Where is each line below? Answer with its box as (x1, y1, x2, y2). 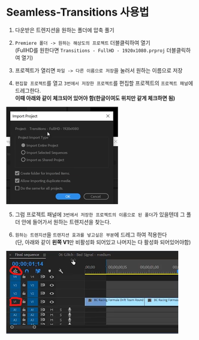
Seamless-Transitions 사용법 (6, 5, 149, 19)
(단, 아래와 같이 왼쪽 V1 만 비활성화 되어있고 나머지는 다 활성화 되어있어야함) (14, 238, 191, 245)
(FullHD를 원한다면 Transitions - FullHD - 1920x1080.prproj (14, 46, 165, 54)
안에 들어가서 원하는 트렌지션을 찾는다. (21, 218, 111, 225)
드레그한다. (14, 87, 41, 94)
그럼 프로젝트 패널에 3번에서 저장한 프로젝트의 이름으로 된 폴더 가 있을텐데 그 (14, 211, 185, 218)
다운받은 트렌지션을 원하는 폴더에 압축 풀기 (14, 26, 115, 34)
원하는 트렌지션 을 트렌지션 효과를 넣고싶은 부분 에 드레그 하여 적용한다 (14, 231, 167, 238)
